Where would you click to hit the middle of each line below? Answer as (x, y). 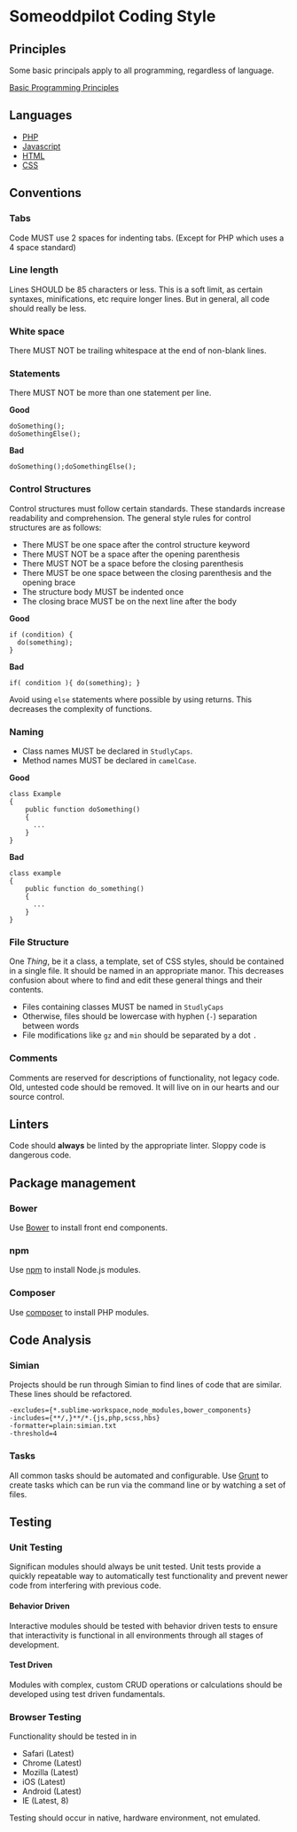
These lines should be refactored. (71, 1394)
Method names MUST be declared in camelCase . (109, 760)
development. (34, 1645)
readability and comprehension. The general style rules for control (130, 517)
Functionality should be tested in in (73, 1736)
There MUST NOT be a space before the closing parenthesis (133, 563)
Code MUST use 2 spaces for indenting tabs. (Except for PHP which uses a (147, 238)
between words (51, 1026)
